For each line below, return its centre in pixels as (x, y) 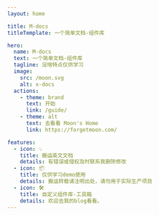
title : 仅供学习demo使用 (53, 175)
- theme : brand (42, 97)
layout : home (26, 14)
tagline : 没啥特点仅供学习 (49, 65)
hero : (15, 45)
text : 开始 (41, 104)
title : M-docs (28, 26)
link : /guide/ (47, 110)
